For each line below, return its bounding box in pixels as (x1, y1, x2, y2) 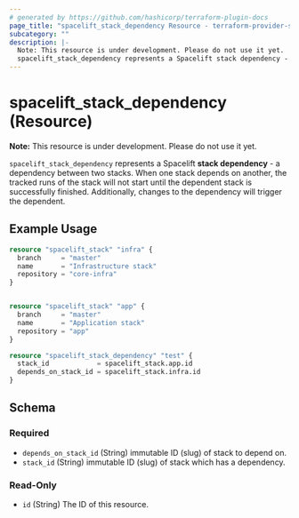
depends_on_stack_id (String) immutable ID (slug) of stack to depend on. (21, 447, 287, 458)
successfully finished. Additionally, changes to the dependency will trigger (9, 186, 283, 196)
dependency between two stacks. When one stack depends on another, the (9, 167, 287, 178)
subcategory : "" (9, 29, 69, 38)
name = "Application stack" (17, 318, 145, 327)
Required (9, 427, 50, 440)
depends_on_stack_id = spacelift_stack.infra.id (17, 368, 201, 377)
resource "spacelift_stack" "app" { (9, 302, 145, 311)
